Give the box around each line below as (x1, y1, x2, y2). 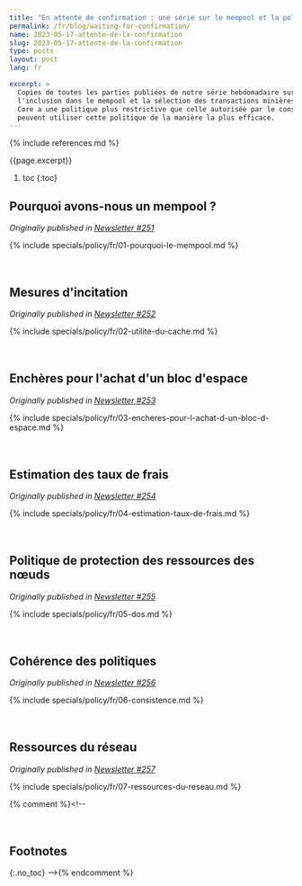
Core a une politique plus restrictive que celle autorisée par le (17, 104, 276, 113)
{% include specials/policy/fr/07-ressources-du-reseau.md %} (9, 781, 242, 792)
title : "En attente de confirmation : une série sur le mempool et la (9, 13, 280, 22)
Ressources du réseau (9, 739, 138, 756)
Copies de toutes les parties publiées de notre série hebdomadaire (17, 87, 280, 97)
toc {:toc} (22, 173, 58, 183)
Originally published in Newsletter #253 (9, 395, 156, 406)
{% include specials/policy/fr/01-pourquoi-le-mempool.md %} (9, 240, 239, 251)
